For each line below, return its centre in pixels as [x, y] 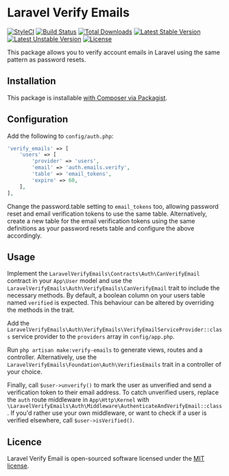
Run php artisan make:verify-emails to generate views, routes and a [105, 350]
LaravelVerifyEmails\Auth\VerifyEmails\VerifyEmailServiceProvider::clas [115, 330]
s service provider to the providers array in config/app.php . [91, 337]
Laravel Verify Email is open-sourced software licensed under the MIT [106, 459]
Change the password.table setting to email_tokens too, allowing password [113, 206]
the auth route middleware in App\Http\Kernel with [78, 400]
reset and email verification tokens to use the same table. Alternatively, [107, 214]
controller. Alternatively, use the [52, 357]
